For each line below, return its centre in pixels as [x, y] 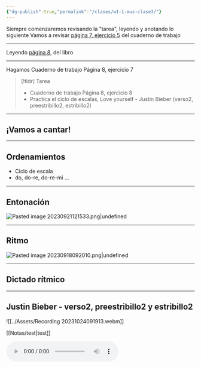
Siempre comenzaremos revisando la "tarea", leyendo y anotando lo [90, 29]
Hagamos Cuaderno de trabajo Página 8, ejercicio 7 [70, 69]
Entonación [28, 202]
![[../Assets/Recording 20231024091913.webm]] [65, 321]
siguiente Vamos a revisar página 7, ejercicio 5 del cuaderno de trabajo [93, 35]
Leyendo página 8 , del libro [40, 52]
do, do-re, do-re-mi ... [42, 178]
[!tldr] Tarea [35, 81]
